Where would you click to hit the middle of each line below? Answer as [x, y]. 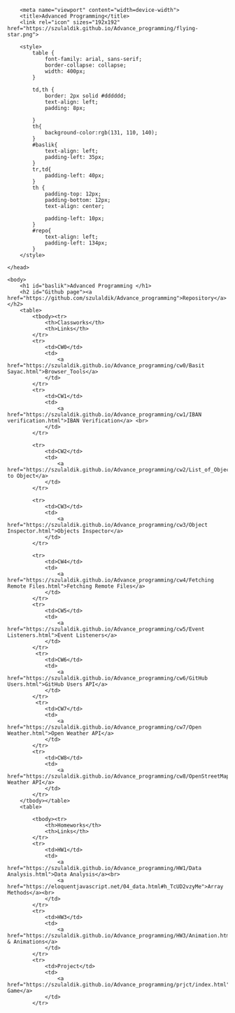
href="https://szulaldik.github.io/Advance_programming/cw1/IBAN [104, 415]
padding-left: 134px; [76, 243]
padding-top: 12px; [73, 194]
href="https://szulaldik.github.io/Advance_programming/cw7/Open [104, 727]
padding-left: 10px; [74, 219]
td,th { [43, 90]
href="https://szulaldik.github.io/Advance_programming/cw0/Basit [106, 366]
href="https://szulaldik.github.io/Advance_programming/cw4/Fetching [111, 580]
